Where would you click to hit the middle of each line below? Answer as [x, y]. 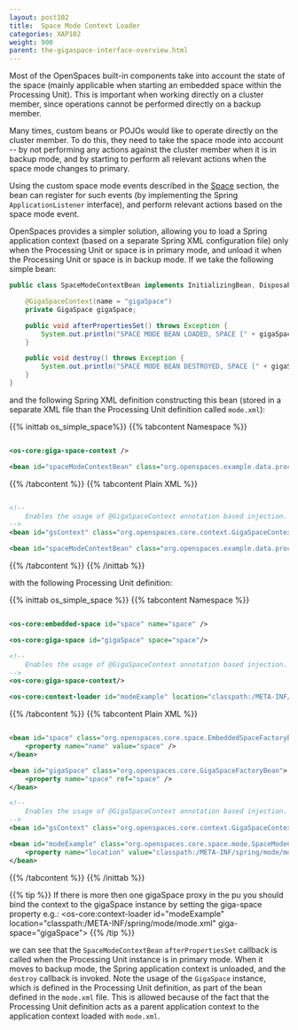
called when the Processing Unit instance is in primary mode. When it [136, 959]
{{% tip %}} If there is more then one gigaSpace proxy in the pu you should [146, 895]
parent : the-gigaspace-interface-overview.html [99, 51]
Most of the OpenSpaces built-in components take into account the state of [147, 76]
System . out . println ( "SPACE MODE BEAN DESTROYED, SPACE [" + [154, 367]
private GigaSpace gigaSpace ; [81, 309]
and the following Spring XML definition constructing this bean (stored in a [145, 400]
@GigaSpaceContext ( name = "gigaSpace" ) [99, 301]
